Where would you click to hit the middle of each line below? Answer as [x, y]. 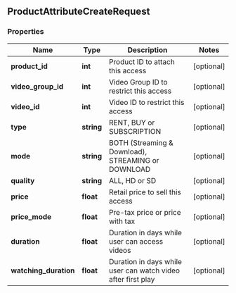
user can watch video [144, 270]
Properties [26, 32]
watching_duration [43, 270]
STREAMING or [134, 160]
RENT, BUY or [132, 123]
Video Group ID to [138, 82]
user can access [136, 241]
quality [23, 180]
